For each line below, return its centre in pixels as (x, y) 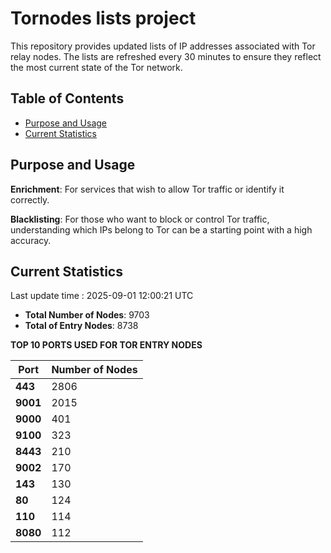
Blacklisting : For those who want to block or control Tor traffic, (140, 219)
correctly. (30, 199)
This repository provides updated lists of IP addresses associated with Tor (163, 46)
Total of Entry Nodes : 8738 (81, 326)
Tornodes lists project (103, 18)
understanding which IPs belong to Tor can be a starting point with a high (161, 229)
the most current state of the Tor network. (96, 67)
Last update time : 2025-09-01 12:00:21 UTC (102, 296)
